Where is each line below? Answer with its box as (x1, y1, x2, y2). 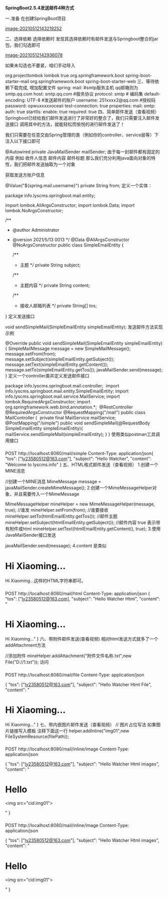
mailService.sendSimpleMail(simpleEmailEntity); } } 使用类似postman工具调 (5, 431, 160, 437)
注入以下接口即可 (5, 138, 40, 144)
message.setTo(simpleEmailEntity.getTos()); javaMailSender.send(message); (5, 367, 163, 372)
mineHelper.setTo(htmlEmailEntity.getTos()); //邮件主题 (5, 513, 118, 519)
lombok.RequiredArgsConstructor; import (5, 399, 90, 404)
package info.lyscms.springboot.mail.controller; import (5, 383, 119, 388)
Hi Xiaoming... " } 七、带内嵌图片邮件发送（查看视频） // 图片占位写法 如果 (5, 721, 156, 727)
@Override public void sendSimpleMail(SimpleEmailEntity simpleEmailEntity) (5, 340, 162, 346)
